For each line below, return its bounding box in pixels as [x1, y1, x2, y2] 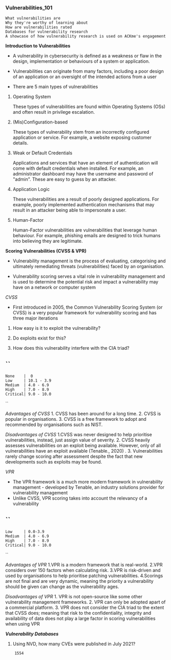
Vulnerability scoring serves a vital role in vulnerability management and [12, 273, 165, 279]
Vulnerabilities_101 [5, 4, 53, 11]
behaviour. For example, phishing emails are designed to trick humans [12, 233, 161, 239]
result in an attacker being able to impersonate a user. [12, 207, 126, 213]
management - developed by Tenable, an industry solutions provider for [12, 484, 165, 490]
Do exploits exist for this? [12, 335, 67, 341]
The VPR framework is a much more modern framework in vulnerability [12, 479, 163, 485]
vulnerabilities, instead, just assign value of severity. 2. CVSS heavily [5, 437, 150, 443]
